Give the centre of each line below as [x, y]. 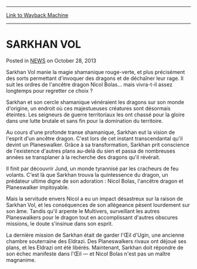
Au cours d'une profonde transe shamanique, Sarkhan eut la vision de [91, 132]
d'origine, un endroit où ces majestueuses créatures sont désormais [89, 108]
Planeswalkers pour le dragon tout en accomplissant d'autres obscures [92, 217]
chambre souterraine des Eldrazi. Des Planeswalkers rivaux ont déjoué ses [96, 241]
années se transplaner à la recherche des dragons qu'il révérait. [83, 157]
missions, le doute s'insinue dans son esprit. [60, 223]
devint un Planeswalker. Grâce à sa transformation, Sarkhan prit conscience [98, 144]
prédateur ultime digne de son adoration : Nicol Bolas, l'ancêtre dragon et [95, 181]
